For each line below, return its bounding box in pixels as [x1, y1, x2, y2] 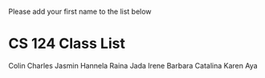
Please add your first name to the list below [8, 7, 152, 16]
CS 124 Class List [8, 35, 126, 53]
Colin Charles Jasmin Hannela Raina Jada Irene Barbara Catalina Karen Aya [8, 60, 259, 70]
